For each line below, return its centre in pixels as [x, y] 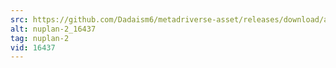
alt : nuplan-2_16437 [53, 29]
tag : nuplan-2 [40, 38]
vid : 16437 [33, 47]
